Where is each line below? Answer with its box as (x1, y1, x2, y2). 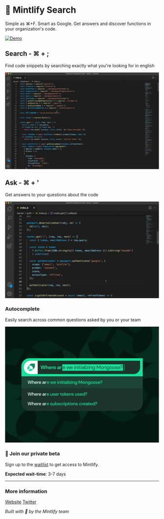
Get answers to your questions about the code (5, 191, 99, 198)
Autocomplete (5, 306, 40, 312)
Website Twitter (5, 499, 37, 505)
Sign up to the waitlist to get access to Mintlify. (5, 461, 99, 467)
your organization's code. (5, 26, 57, 31)
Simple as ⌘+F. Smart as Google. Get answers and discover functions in (5, 21, 151, 26)
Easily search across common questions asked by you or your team (5, 316, 141, 323)
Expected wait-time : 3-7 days (5, 471, 66, 477)
